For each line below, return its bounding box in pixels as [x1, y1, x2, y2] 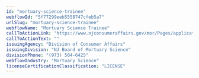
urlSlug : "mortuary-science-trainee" [6, 19, 99, 25]
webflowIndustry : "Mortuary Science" [6, 57, 99, 63]
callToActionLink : [6, 30, 52, 36]
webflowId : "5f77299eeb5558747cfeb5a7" [6, 14, 105, 20]
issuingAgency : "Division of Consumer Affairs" [6, 42, 126, 48]
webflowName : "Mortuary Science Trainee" [6, 25, 110, 31]
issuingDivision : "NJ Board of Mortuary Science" [6, 47, 131, 53]
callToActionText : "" [6, 36, 60, 42]
